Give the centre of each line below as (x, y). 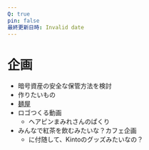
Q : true (19, 14)
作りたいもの (36, 95)
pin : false (24, 21)
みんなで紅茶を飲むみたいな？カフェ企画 (77, 131)
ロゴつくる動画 (40, 113)
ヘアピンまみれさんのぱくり (69, 121)
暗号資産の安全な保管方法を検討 (65, 86)
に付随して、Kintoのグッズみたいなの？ (86, 139)
